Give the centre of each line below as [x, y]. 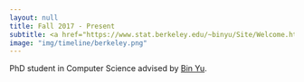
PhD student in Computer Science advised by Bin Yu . [109, 68]
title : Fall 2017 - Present [62, 26]
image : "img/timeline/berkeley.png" [78, 43]
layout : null [34, 18]
